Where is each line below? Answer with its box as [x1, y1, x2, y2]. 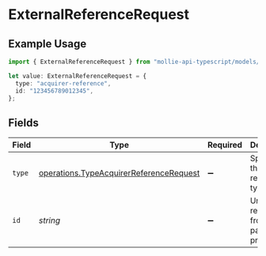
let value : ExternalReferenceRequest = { [8, 72, 147, 80]
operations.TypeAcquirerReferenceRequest [38, 168, 200, 179]
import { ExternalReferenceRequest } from [8, 58, 150, 66]
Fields [8, 116, 40, 130]
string [38, 215, 61, 226]
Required [207, 140, 243, 151]
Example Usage [8, 37, 87, 51]
